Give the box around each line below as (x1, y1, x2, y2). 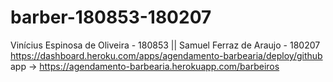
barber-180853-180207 (10, 6, 212, 29)
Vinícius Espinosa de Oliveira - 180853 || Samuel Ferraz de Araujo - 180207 (10, 39, 321, 51)
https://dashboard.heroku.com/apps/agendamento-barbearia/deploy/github (10, 49, 323, 61)
